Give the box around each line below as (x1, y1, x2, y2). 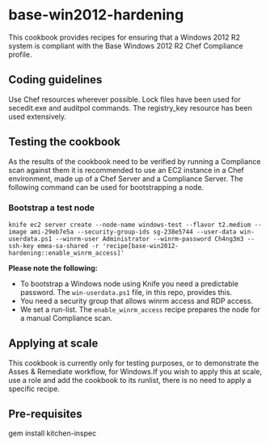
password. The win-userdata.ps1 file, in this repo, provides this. (19, 287, 233, 297)
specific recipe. (8, 384, 61, 393)
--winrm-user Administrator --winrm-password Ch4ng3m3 (55, 234, 244, 243)
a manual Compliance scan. (19, 313, 113, 322)
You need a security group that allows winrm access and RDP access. (19, 296, 253, 305)
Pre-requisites (8, 407, 82, 421)
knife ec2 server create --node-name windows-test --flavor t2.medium (8, 221, 251, 229)
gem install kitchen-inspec (8, 428, 97, 438)
